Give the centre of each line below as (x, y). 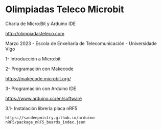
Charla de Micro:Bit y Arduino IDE (40, 24)
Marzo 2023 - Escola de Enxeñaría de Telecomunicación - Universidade (81, 43)
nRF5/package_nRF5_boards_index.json (45, 122)
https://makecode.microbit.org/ (38, 78)
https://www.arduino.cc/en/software (44, 98)
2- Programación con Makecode (39, 69)
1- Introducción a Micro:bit (33, 59)
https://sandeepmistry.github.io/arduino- (51, 118)
